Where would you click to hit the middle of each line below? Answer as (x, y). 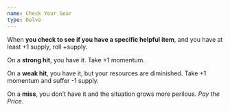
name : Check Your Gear (39, 13)
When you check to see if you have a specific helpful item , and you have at (115, 39)
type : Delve (24, 20)
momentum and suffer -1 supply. (53, 80)
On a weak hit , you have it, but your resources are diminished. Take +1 (107, 73)
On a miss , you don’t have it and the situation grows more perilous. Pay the (114, 94)
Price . (15, 101)
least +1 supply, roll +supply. (47, 47)
